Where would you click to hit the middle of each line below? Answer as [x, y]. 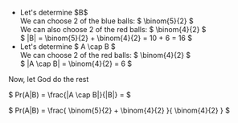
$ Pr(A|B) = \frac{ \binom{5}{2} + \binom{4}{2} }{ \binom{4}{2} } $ [119, 110]
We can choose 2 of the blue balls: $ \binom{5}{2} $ [107, 21]
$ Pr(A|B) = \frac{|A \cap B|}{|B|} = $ [70, 95]
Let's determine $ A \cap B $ [68, 47]
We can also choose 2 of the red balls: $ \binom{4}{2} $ [113, 29]
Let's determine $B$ [54, 12]
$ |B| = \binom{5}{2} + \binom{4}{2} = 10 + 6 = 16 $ [106, 38]
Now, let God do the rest [49, 79]
